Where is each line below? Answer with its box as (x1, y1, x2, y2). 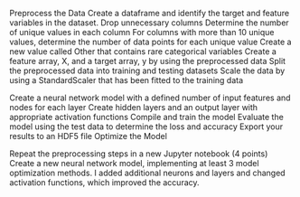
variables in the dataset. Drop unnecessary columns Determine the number (9, 17, 289, 28)
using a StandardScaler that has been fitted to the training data (9, 75, 244, 85)
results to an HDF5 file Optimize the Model (9, 131, 167, 141)
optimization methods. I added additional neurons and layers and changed (9, 167, 286, 178)
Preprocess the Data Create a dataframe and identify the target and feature (9, 8, 290, 18)
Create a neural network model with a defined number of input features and (9, 92, 291, 103)
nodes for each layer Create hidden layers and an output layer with (9, 102, 258, 112)
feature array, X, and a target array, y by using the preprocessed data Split (9, 56, 286, 66)
